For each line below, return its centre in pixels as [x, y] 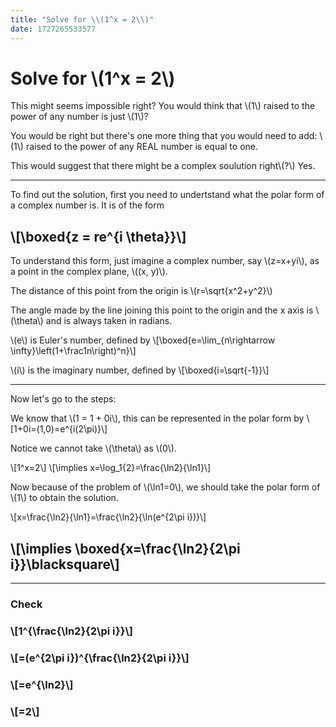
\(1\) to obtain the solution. [64, 498]
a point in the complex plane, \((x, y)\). [89, 272]
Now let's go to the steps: [63, 399]
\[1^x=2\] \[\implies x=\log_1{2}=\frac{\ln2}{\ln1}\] [110, 468]
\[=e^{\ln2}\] [42, 684]
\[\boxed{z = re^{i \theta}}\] [98, 236]
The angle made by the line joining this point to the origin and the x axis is [162, 310]
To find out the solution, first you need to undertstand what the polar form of [167, 195]
